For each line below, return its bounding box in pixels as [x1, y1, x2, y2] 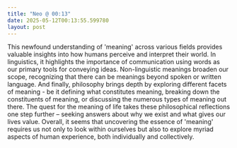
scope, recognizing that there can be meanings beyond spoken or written [7, 73, 221, 81]
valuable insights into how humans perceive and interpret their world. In [7, 50, 216, 58]
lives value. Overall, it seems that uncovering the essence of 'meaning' [7, 118, 214, 126]
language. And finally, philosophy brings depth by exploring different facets [7, 80, 227, 89]
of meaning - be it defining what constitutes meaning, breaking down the [7, 87, 220, 96]
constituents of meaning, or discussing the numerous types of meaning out [7, 95, 227, 104]
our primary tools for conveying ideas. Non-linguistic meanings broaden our [7, 65, 229, 74]
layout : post [7, 23, 46, 30]
